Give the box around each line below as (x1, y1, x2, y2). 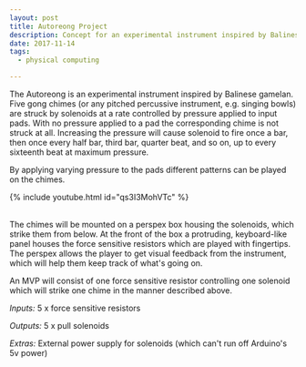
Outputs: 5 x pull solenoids (9, 321, 110, 331)
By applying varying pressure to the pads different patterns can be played (9, 165, 287, 175)
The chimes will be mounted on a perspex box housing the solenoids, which (9, 219, 294, 229)
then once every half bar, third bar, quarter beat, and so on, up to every (9, 138, 277, 148)
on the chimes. (9, 174, 66, 185)
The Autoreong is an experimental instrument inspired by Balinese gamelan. (9, 88, 294, 99)
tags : (9, 47, 30, 56)
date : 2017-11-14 (9, 38, 76, 48)
